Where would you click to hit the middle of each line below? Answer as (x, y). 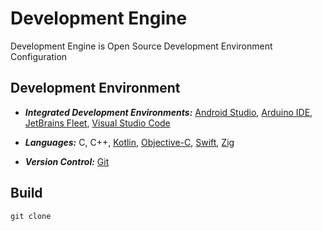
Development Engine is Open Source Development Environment (141, 46)
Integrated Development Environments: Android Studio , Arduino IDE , (168, 112)
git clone (31, 216)
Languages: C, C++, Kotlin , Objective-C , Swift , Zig (129, 142)
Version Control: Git (67, 161)
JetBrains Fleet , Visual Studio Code (97, 123)
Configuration (39, 56)
